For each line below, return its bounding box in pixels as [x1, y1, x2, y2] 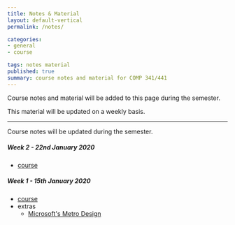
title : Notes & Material [7, 10, 80, 17]
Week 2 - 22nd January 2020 [7, 143, 95, 152]
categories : [7, 36, 42, 43]
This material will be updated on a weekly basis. [7, 107, 145, 115]
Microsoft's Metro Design [27, 209, 101, 217]
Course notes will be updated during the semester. [7, 127, 153, 136]
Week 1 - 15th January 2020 [7, 177, 91, 185]
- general [7, 43, 36, 50]
